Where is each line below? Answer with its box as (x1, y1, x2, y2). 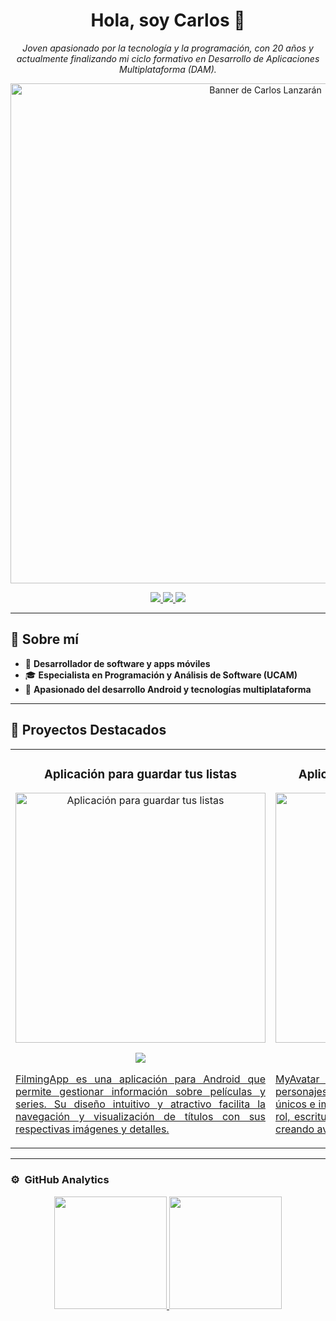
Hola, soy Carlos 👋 (90, 9, 246, 32)
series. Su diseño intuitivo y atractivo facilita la (15, 1097, 266, 1111)
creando (275, 1122, 315, 1136)
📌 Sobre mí (10, 631, 79, 648)
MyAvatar (275, 1072, 320, 1086)
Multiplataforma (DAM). (119, 63, 217, 75)
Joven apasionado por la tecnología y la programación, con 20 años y (22, 42, 314, 54)
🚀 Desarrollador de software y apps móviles (24, 657, 211, 669)
